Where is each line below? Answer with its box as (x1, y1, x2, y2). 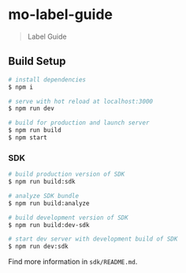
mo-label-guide (8, 6, 113, 24)
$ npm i (8, 83, 34, 91)
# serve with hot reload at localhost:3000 (8, 97, 154, 105)
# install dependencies (8, 75, 87, 84)
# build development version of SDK (8, 214, 128, 222)
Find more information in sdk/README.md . (8, 257, 138, 267)
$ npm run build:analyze (8, 199, 90, 207)
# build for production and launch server (8, 119, 150, 127)
